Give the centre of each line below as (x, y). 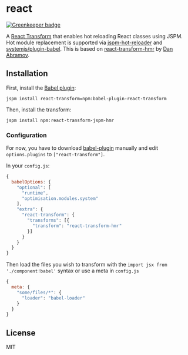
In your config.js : (28, 166)
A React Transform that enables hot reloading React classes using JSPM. (95, 36)
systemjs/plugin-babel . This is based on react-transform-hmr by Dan (90, 48)
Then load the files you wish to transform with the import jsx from (87, 265)
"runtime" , (35, 193)
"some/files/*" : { (39, 292)
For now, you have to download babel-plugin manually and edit (82, 148)
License (21, 333)
